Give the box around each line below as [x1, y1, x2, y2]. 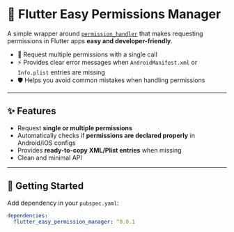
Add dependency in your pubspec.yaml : [7, 199, 120, 207]
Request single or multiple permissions [17, 123, 132, 132]
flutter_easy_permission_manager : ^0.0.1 [13, 219, 136, 226]
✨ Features [7, 105, 56, 117]
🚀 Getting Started [7, 180, 84, 192]
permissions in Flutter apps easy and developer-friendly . [7, 36, 173, 45]
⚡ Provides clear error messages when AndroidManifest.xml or [17, 58, 198, 66]
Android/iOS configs [17, 139, 76, 147]
